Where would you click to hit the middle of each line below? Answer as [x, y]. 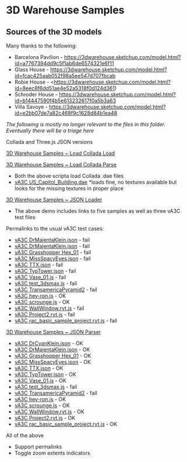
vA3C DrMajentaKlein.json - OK [52, 349]
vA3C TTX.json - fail [39, 265]
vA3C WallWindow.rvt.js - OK [49, 412]
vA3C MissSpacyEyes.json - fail [53, 258]
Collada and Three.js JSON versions [50, 142]
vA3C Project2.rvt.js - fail [45, 314]
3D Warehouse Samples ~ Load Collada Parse [61, 165]
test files [25, 217]
